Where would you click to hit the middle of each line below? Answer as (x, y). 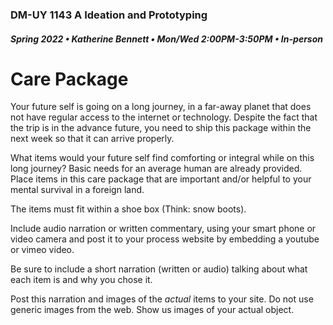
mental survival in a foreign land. (77, 190)
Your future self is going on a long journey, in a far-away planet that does (161, 107)
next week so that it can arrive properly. (92, 139)
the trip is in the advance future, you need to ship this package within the (161, 128)
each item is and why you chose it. (81, 280)
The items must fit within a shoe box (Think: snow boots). (128, 209)
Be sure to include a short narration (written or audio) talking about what (159, 269)
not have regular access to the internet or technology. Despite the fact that (164, 117)
